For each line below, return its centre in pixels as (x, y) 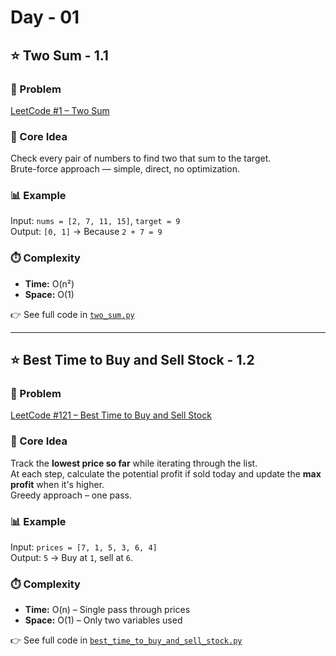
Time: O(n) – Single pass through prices (107, 610)
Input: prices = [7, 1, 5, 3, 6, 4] (84, 547)
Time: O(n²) (49, 283)
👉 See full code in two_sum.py (72, 314)
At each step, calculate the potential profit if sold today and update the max (166, 473)
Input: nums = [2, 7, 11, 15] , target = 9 (95, 221)
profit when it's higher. (57, 484)
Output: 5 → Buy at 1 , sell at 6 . (72, 558)
